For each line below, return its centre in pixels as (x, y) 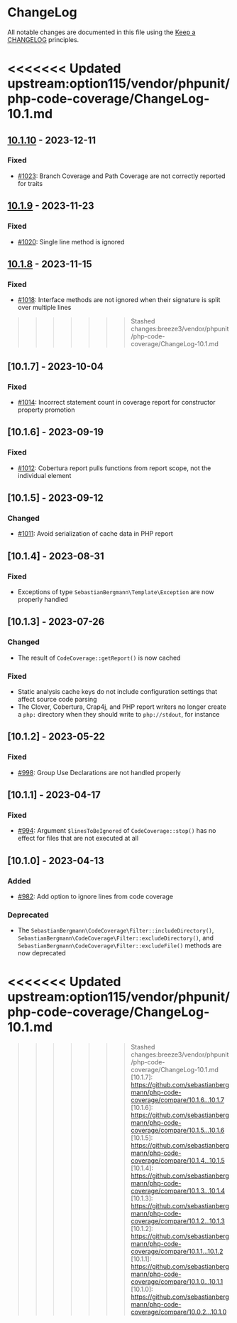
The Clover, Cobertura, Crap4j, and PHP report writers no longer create (122, 707)
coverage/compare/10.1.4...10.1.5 (178, 1161)
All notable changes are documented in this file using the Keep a (101, 32)
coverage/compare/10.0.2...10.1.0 (179, 1312)
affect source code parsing (57, 699)
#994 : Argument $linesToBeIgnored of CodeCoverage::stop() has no (117, 831)
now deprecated (42, 953)
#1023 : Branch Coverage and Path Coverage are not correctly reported (121, 176)
